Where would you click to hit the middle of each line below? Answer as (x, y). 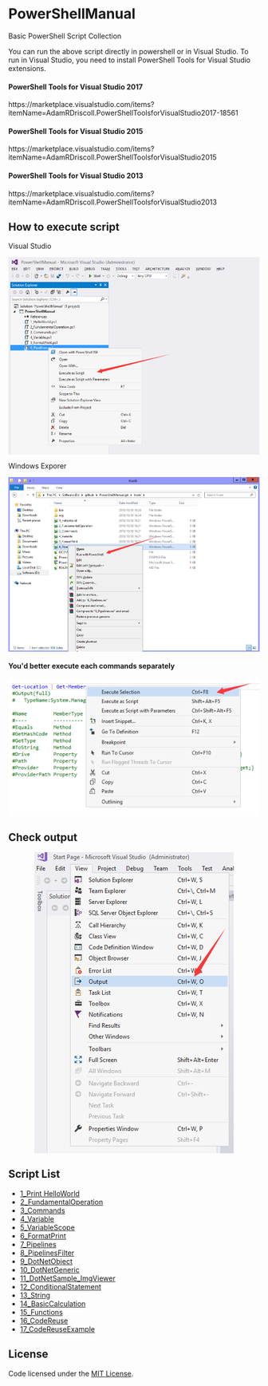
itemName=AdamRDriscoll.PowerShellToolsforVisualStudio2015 (112, 157)
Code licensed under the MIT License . (71, 1373)
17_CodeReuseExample (57, 1329)
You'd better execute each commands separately (92, 665)
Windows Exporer (37, 466)
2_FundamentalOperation (61, 1202)
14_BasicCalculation (53, 1303)
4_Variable (37, 1218)
